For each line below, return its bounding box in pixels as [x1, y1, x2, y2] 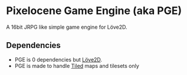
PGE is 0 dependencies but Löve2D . [14, 56, 102, 63]
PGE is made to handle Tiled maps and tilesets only [14, 62, 140, 69]
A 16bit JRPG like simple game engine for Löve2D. [6, 23, 127, 30]
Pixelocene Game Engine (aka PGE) [6, 4, 182, 18]
